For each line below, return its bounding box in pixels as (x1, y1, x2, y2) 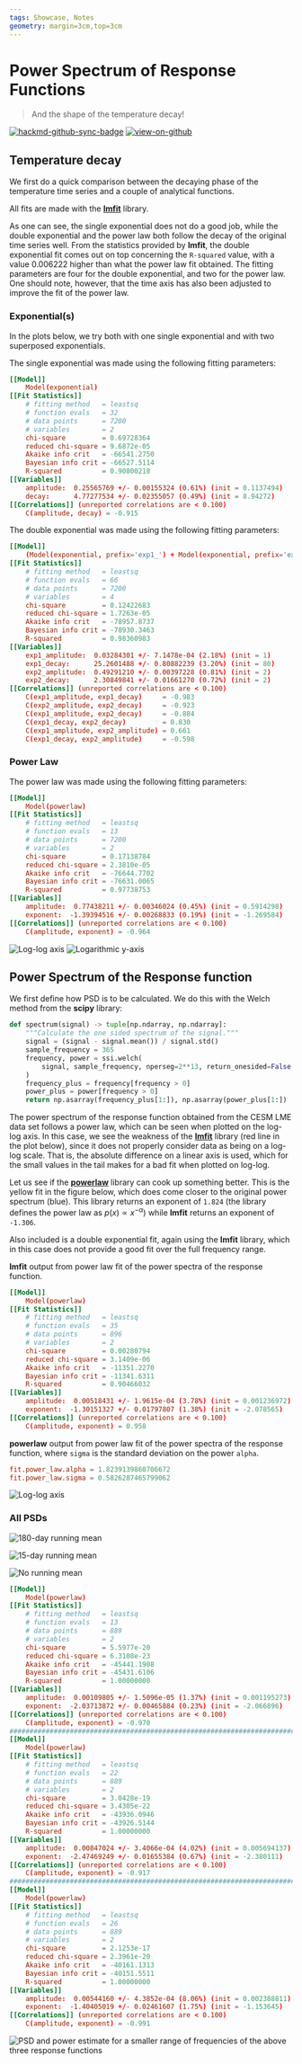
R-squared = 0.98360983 (25, 635, 151, 644)
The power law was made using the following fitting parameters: (9, 776, 247, 787)
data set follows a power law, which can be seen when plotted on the (9, 1121, 265, 1133)
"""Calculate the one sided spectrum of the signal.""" (25, 1028, 240, 1038)
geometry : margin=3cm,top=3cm (9, 22, 123, 31)
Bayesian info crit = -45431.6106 (25, 1668, 155, 1677)
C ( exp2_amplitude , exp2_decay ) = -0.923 (25, 701, 195, 710)
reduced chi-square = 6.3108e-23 (25, 1651, 151, 1660)
